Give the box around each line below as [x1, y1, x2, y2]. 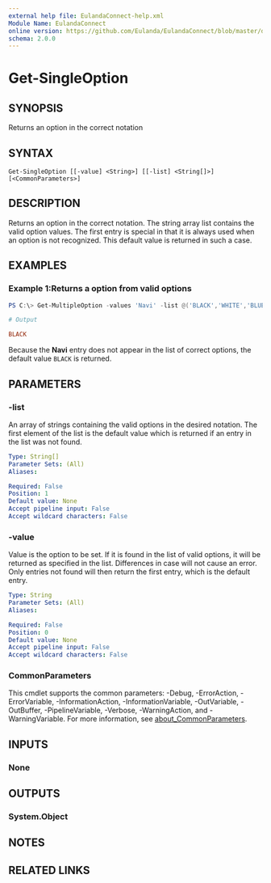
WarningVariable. [8, 714, 66, 724]
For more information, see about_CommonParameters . [67, 714, 248, 724]
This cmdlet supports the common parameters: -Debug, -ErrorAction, [8, 688, 240, 698]
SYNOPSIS [8, 101, 64, 115]
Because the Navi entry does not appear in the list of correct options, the [8, 345, 252, 355]
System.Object [8, 811, 69, 822]
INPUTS [8, 737, 48, 751]
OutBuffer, [8, 705, 43, 716]
